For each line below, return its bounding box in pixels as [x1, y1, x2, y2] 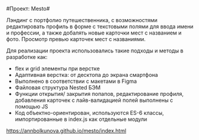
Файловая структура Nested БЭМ [14, 84, 101, 91]
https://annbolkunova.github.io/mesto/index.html [6, 127, 127, 134]
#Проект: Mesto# [6, 5, 50, 12]
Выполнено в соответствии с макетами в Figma [14, 77, 137, 85]
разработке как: [6, 54, 48, 60]
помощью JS [14, 103, 48, 110]
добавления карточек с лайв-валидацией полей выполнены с [14, 97, 173, 104]
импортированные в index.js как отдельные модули [14, 116, 148, 123]
